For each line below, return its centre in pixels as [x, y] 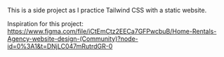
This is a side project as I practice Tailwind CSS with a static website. [107, 10]
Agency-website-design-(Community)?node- [73, 39]
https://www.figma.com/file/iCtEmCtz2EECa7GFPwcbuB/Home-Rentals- [112, 31]
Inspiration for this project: [46, 24]
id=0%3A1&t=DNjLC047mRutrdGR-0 [60, 46]
